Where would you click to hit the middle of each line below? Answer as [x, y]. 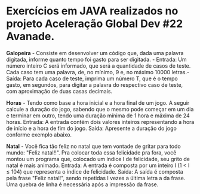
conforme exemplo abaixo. [39, 134]
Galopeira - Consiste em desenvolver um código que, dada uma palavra [95, 53]
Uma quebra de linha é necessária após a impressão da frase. [82, 184]
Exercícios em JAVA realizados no [92, 11]
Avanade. [30, 37]
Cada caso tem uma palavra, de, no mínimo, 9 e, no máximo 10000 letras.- [98, 72]
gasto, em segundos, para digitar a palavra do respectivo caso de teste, [95, 84]
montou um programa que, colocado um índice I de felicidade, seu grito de [98, 159]
